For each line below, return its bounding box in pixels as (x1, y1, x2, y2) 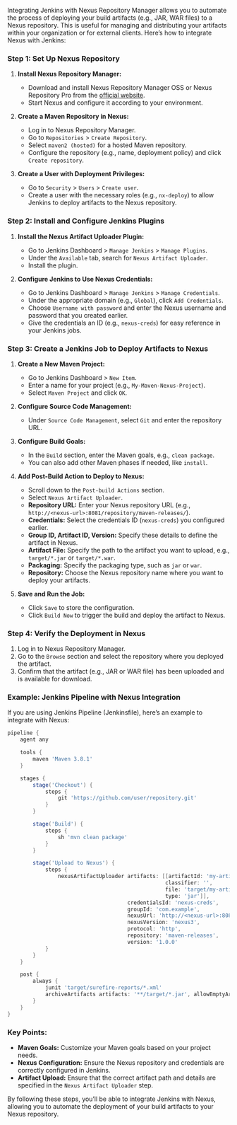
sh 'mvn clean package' (57, 833, 128, 841)
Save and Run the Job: (17, 589, 85, 598)
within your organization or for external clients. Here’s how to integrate (7, 28, 212, 37)
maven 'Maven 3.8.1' (32, 756, 93, 763)
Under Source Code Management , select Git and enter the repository (28, 415, 222, 424)
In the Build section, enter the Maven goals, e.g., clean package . (28, 451, 215, 459)
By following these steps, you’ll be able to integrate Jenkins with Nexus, (7, 1095, 217, 1103)
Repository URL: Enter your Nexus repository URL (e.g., (28, 500, 190, 509)
